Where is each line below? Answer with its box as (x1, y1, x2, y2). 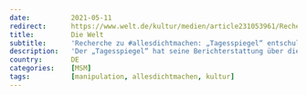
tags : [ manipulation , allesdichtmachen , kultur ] (9, 72, 235, 81)
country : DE (9, 55, 79, 64)
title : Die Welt (9, 30, 104, 39)
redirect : (9, 22, 48, 31)
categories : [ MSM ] (9, 64, 92, 73)
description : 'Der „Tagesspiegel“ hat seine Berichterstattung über (9, 47, 284, 56)
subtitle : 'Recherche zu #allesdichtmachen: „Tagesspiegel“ (9, 38, 263, 48)
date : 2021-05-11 (9, 13, 112, 23)
